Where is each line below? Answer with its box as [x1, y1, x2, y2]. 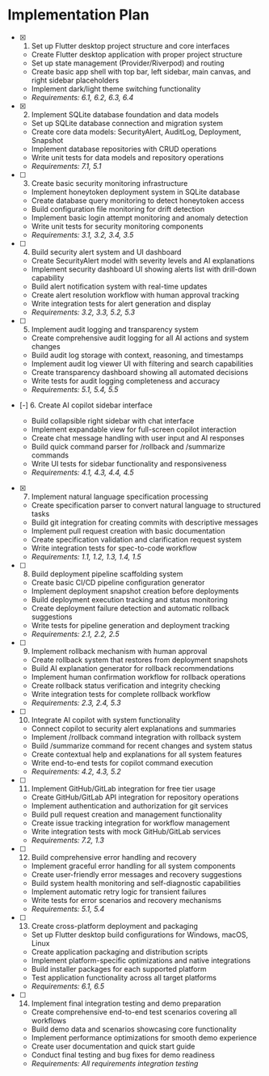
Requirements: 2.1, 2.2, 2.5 [31, 629, 120, 639]
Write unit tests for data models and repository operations [31, 152, 224, 162]
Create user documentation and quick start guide [31, 1041, 195, 1051]
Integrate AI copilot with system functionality [31, 715, 181, 724]
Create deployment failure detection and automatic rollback [31, 603, 229, 613]
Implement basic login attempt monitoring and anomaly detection [31, 213, 248, 222]
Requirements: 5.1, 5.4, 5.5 [31, 384, 119, 394]
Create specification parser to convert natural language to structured [31, 500, 262, 510]
